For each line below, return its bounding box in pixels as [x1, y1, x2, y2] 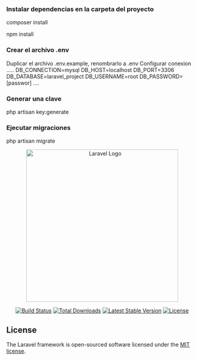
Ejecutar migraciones [6, 123, 71, 132]
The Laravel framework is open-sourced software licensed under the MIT [6, 341, 190, 348]
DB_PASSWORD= [139, 73, 184, 80]
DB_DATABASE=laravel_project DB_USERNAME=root [6, 73, 139, 80]
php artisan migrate [6, 137, 56, 145]
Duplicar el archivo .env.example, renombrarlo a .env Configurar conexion [6, 60, 192, 67]
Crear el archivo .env [6, 46, 69, 54]
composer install [6, 19, 48, 26]
